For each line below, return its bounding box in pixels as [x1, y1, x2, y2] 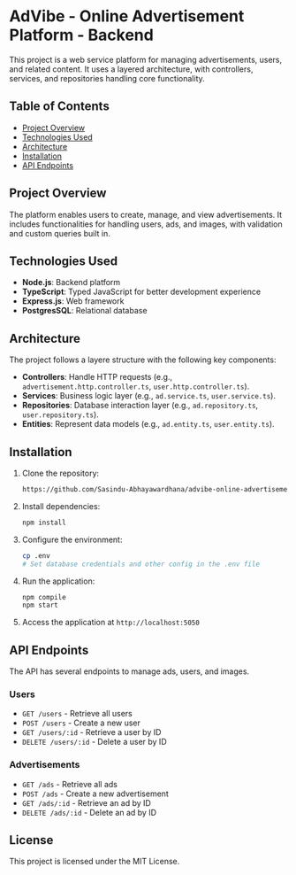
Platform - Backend [9, 25, 155, 45]
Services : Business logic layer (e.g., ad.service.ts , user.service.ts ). [21, 391, 277, 401]
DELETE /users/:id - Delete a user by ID [21, 737, 167, 747]
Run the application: [21, 576, 95, 586]
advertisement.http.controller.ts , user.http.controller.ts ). [21, 381, 250, 391]
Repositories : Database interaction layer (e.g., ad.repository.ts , [21, 400, 259, 411]
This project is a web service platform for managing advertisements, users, [9, 54, 283, 65]
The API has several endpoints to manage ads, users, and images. [9, 666, 250, 677]
